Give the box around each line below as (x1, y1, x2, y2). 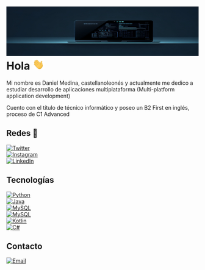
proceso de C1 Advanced (6, 110, 70, 118)
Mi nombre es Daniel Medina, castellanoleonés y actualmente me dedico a (6, 79, 193, 87)
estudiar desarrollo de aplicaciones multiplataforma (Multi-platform (6, 85, 175, 93)
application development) (6, 92, 71, 99)
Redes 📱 (6, 128, 38, 138)
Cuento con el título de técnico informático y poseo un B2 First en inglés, (6, 104, 190, 111)
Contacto (6, 241, 43, 251)
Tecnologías (6, 175, 54, 185)
